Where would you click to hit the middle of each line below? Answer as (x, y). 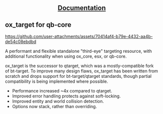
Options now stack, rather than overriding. (54, 107)
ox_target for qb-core (38, 25)
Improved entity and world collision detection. (58, 101)
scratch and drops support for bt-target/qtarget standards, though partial (78, 76)
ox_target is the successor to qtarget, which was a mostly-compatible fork (80, 66)
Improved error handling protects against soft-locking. (66, 96)
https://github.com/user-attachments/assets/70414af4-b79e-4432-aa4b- (79, 37)
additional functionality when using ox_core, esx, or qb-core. (66, 56)
